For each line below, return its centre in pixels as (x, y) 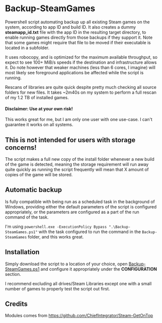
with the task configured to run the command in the (90, 232)
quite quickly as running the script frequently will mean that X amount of (77, 169)
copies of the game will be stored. (39, 174)
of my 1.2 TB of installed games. (37, 97)
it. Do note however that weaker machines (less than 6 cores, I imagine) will (80, 67)
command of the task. (27, 217)
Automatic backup (33, 190)
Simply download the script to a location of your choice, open (66, 264)
